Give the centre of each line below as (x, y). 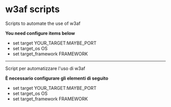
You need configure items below (40, 33)
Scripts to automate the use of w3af (43, 23)
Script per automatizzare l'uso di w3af (45, 68)
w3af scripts (33, 9)
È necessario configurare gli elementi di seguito (57, 78)
